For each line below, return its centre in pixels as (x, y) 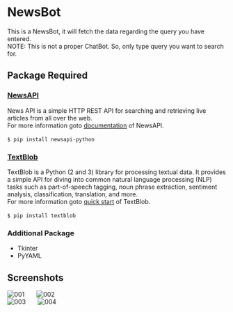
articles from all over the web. (50, 118)
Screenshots (35, 278)
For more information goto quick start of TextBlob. (79, 201)
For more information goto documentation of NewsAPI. (86, 125)
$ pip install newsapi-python (51, 139)
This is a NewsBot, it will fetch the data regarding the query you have (106, 31)
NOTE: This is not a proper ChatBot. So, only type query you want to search (115, 46)
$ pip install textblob (42, 216)
